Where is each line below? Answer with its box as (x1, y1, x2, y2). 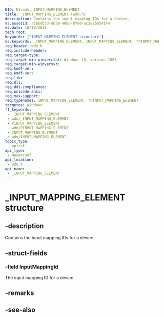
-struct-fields (5, 249, 47, 257)
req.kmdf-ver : (5, 67, 34, 71)
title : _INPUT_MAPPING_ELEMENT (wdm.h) (5, 12, 86, 17)
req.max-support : (5, 93, 41, 98)
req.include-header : (5, 48, 47, 53)
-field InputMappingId (5, 264, 59, 271)
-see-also (5, 305, 36, 314)
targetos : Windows (5, 103, 42, 108)
